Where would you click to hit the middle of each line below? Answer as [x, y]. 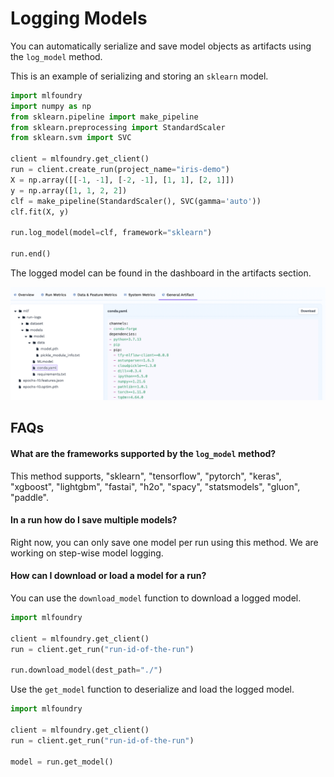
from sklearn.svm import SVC [71, 138]
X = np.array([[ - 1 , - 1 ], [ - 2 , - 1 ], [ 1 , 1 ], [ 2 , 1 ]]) [122, 180]
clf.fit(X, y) [40, 212]
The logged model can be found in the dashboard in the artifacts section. [161, 273]
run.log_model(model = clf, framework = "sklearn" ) [111, 233]
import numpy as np [51, 106]
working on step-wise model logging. [87, 553]
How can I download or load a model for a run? [108, 576]
